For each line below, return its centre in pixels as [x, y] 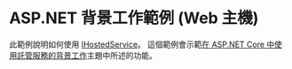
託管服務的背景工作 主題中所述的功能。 [87, 55]
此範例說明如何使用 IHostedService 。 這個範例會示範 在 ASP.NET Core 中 [142, 44]
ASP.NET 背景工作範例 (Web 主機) [134, 18]
